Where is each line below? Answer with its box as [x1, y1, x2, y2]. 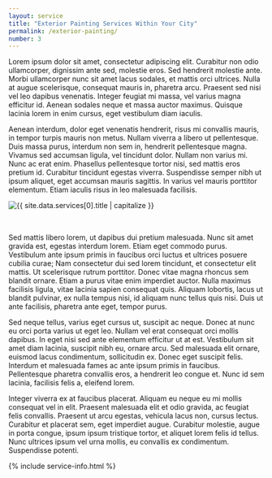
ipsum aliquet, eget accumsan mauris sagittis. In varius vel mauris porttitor [8, 176, 257, 186]
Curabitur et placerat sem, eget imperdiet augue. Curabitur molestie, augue [8, 419, 260, 429]
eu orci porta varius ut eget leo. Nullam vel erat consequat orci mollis [8, 326, 240, 336]
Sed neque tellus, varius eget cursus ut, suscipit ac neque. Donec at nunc [8, 318, 256, 328]
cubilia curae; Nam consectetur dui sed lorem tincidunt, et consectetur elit [8, 259, 257, 268]
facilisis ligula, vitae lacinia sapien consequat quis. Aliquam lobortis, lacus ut [8, 285, 264, 294]
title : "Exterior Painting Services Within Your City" [8, 20, 198, 28]
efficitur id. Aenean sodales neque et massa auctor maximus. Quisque [8, 100, 244, 110]
